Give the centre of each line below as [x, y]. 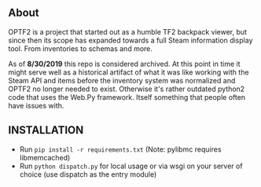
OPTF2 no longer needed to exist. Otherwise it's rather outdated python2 [127, 89]
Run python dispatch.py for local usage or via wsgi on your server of [131, 166]
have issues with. [36, 105]
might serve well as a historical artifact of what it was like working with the [129, 72]
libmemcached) [45, 157]
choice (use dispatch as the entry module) [88, 174]
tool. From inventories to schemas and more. [81, 48]
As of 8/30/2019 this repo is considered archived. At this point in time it [124, 64]
